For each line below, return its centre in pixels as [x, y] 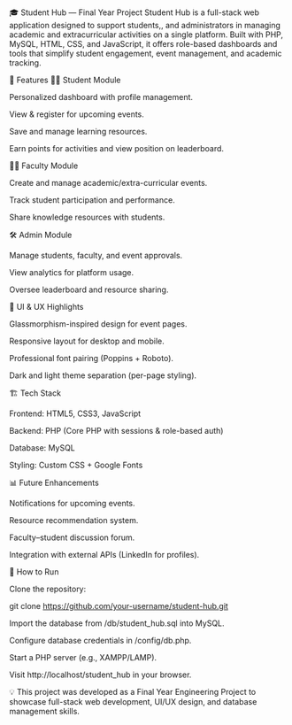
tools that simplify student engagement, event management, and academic [146, 53]
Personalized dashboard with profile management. [101, 97]
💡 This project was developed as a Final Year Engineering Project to [133, 692]
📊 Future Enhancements [54, 482]
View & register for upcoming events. [77, 114]
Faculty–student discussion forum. [72, 537]
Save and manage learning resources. [78, 131]
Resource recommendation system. [74, 520]
